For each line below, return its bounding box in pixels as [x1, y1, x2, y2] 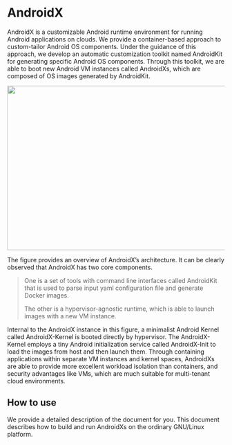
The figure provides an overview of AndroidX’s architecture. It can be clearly [7, 255, 224, 264]
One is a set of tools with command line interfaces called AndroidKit [23, 276, 217, 284]
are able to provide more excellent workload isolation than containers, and [7, 362, 218, 370]
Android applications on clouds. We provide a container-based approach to [7, 35, 222, 43]
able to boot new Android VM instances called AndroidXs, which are [7, 64, 202, 73]
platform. [7, 430, 33, 438]
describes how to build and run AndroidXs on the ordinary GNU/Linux [7, 422, 205, 430]
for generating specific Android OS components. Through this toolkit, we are [7, 57, 225, 65]
